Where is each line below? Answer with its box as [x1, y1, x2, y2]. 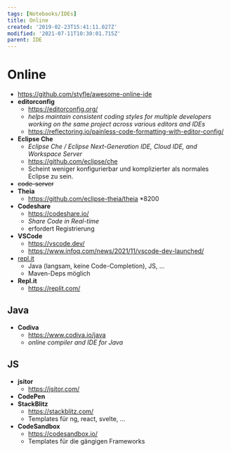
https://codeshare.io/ [27, 209, 89, 218]
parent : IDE [7, 37, 42, 44]
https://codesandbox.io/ [27, 430, 98, 438]
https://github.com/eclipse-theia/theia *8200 [27, 195, 159, 203]
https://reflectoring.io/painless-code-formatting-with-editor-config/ [27, 127, 224, 136]
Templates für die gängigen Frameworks [27, 437, 145, 445]
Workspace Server [27, 150, 83, 158]
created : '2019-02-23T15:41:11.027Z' [7, 23, 118, 30]
